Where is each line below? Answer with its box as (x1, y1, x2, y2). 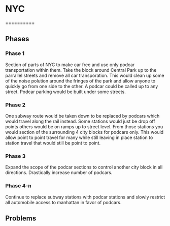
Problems (5, 214, 37, 222)
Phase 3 (5, 152, 26, 159)
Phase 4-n (5, 182, 31, 189)
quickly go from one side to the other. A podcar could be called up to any (5, 83, 158, 89)
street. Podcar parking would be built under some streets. (5, 89, 126, 95)
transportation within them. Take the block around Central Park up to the (5, 67, 157, 73)
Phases (5, 35, 29, 43)
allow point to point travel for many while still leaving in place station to (5, 134, 153, 140)
